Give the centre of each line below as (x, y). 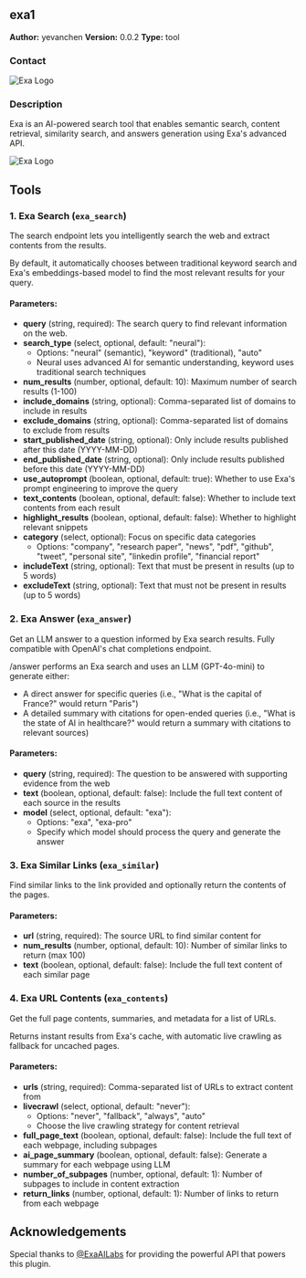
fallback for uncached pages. (65, 1045)
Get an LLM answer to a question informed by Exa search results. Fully (142, 639)
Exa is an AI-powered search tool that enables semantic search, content (145, 124)
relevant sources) (56, 732)
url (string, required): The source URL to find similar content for (142, 936)
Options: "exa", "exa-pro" (84, 822)
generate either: (40, 676)
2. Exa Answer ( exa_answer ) (71, 619)
